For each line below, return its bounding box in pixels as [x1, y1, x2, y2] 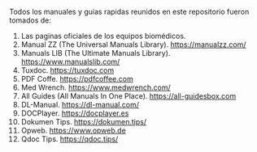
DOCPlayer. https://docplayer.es [20, 108, 129, 118]
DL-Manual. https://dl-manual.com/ [20, 100, 139, 109]
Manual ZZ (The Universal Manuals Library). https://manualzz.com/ [20, 40, 246, 49]
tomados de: [9, 15, 52, 25]
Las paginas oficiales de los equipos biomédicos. [20, 32, 186, 40]
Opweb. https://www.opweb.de [20, 125, 127, 135]
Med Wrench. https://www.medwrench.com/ [20, 82, 171, 92]
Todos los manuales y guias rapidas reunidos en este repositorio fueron [9, 7, 250, 16]
